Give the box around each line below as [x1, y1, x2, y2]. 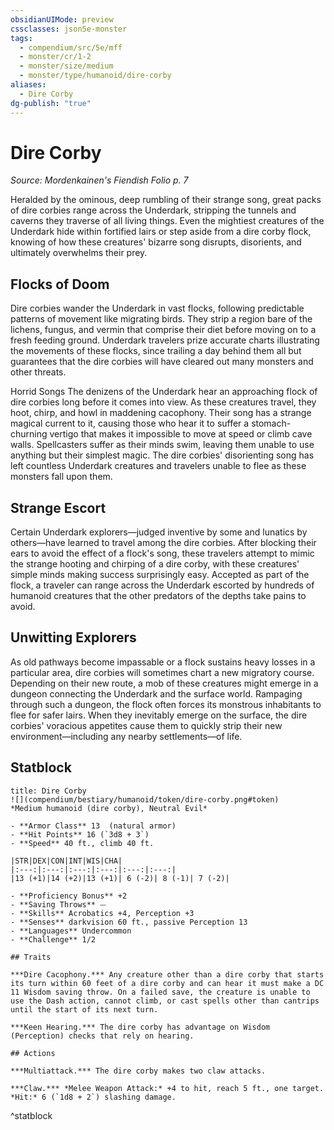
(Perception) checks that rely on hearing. [10, 1031, 195, 1041]
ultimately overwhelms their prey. [10, 247, 148, 259]
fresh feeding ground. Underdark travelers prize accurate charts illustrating [10, 334, 320, 346]
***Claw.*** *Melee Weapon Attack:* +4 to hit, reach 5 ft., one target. [10, 1083, 325, 1093]
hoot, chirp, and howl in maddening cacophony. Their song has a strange [10, 407, 312, 419]
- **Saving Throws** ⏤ [10, 899, 107, 910]
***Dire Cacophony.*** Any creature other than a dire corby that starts [10, 969, 325, 980]
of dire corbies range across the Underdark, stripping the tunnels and [10, 204, 297, 216]
